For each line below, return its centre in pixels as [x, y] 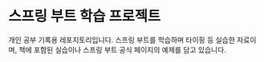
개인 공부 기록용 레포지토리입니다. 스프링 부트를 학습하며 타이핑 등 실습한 [122, 40]
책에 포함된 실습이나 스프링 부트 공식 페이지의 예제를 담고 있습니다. [122, 49]
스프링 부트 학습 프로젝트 [85, 16]
